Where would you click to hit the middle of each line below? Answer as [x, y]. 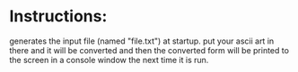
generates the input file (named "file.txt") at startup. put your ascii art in [142, 41]
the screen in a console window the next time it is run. [109, 60]
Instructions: [58, 16]
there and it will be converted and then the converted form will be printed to [149, 50]
